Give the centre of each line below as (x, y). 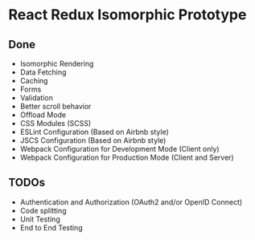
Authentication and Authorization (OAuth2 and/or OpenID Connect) (131, 201)
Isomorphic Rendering (57, 63)
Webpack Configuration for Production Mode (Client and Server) (127, 157)
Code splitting (43, 210)
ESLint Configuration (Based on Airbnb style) (94, 132)
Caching (34, 81)
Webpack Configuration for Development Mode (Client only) (119, 149)
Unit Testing (40, 219)
